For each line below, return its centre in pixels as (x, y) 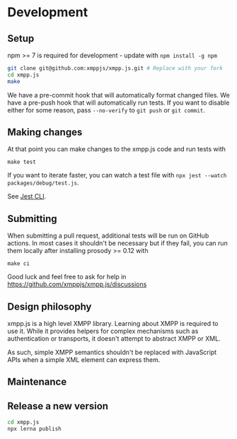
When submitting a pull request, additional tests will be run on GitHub (108, 236)
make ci (19, 264)
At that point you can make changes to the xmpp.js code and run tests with (117, 149)
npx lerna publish (34, 429)
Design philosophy (50, 306)
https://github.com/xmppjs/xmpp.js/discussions (77, 284)
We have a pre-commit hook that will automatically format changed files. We (118, 95)
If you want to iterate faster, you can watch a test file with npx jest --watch (117, 175)
